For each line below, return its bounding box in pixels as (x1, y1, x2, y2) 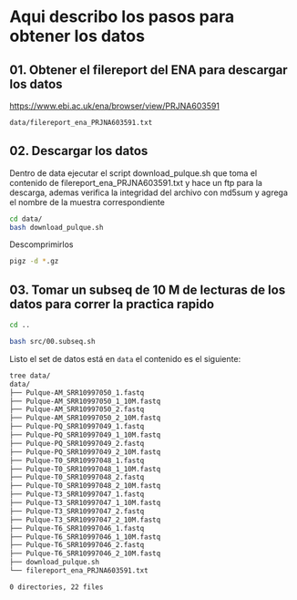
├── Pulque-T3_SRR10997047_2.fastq (9, 506, 145, 516)
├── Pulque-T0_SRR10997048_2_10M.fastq (9, 481, 161, 491)
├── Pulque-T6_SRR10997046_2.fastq (9, 541, 145, 550)
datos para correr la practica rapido (9, 296, 215, 312)
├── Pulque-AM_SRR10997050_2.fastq (9, 405, 145, 414)
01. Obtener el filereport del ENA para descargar (9, 62, 289, 78)
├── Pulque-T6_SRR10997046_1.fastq (9, 523, 145, 533)
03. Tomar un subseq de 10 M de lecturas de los (9, 282, 286, 297)
